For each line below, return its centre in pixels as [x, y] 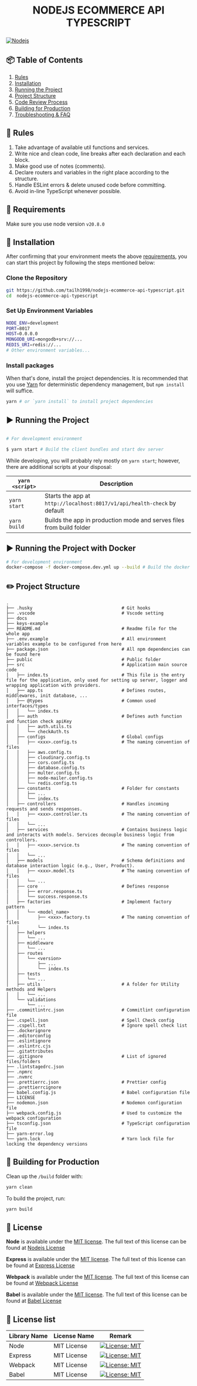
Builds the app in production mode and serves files [115, 520]
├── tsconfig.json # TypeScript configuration [98, 1124]
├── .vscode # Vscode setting [85, 613]
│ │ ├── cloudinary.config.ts [48, 757]
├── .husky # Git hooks [78, 608]
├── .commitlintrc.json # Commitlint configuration [98, 1010]
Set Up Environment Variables [50, 311]
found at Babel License [34, 1301]
